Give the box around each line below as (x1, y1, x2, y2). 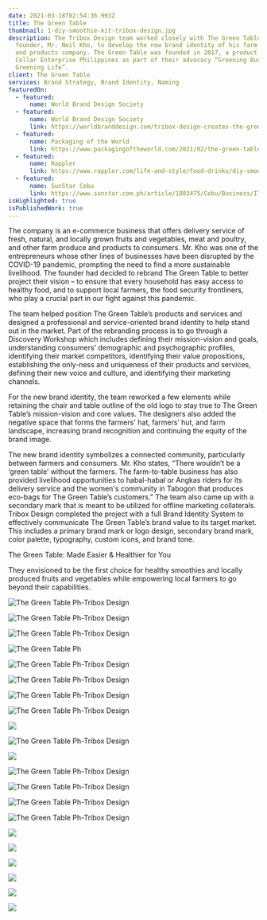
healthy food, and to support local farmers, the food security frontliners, (8, 285, 244, 295)
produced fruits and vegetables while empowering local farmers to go (8, 574, 237, 584)
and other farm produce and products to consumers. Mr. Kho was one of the (8, 243, 259, 253)
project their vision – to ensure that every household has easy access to (8, 276, 244, 287)
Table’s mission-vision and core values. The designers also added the (8, 409, 237, 419)
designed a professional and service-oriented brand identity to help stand (8, 318, 250, 327)
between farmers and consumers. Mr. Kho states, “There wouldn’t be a (8, 459, 241, 468)
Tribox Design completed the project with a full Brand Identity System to (8, 509, 245, 519)
